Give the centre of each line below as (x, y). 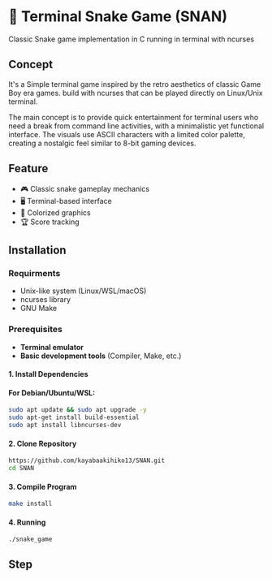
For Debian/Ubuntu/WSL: (52, 392)
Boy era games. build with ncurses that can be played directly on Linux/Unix (136, 93)
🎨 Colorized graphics (55, 212)
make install (30, 504)
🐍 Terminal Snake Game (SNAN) (118, 17)
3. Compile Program (43, 486)
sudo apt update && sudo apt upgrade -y (78, 410)
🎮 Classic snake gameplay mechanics (85, 188)
